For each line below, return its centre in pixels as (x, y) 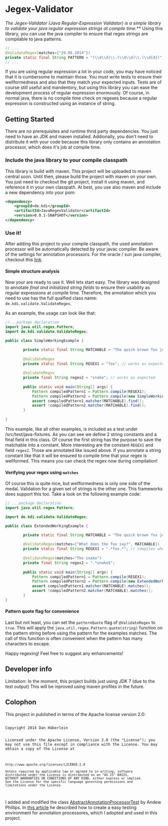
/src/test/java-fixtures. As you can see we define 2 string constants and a (81, 434)
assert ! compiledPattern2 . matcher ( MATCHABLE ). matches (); (92, 591)
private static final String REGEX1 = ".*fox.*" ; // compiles (89, 549)
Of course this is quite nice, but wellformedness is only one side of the (78, 483)
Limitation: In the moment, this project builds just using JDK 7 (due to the (80, 681)
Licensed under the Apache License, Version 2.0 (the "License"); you (80, 740)
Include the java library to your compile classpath (66, 160)
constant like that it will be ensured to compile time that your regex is (76, 455)
